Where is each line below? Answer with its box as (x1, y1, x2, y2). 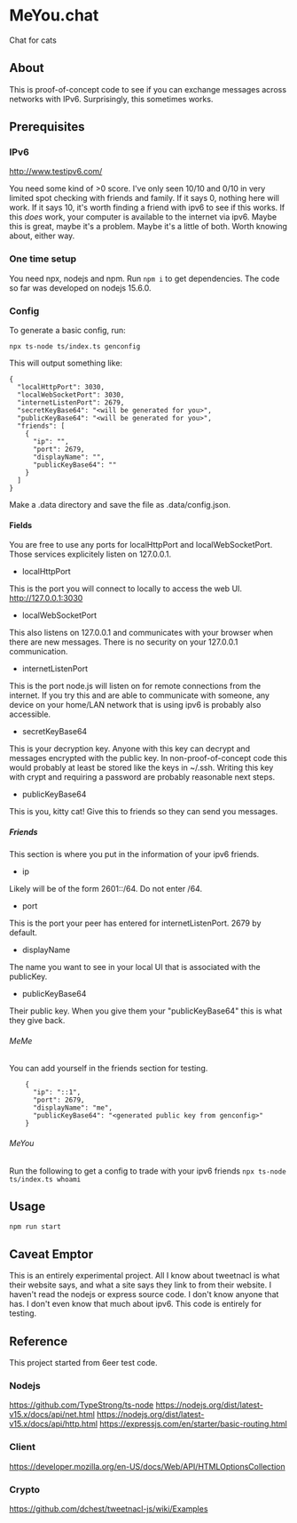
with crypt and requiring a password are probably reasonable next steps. (9, 772, 276, 782)
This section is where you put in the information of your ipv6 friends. (9, 849, 260, 860)
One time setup (9, 252, 77, 265)
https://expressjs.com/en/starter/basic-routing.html (98, 1419, 288, 1430)
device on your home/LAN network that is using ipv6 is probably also (9, 700, 262, 710)
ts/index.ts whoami (9, 1174, 82, 1183)
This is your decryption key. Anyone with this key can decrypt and (9, 743, 251, 754)
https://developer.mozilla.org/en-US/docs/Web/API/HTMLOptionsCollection (9, 1461, 285, 1471)
